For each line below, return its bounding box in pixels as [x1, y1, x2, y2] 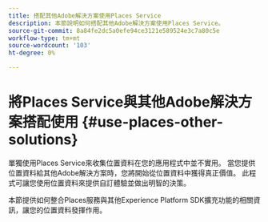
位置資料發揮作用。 [42, 205, 106, 215]
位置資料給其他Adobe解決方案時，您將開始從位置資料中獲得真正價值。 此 [8, 168, 250, 177]
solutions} [8, 131, 78, 149]
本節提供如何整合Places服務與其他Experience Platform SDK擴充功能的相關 [8, 195, 254, 204]
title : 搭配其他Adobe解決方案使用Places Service [8, 11, 162, 20]
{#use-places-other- [81, 113, 224, 131]
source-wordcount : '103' [8, 42, 91, 50]
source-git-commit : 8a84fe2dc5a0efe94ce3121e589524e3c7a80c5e [8, 26, 220, 34]
